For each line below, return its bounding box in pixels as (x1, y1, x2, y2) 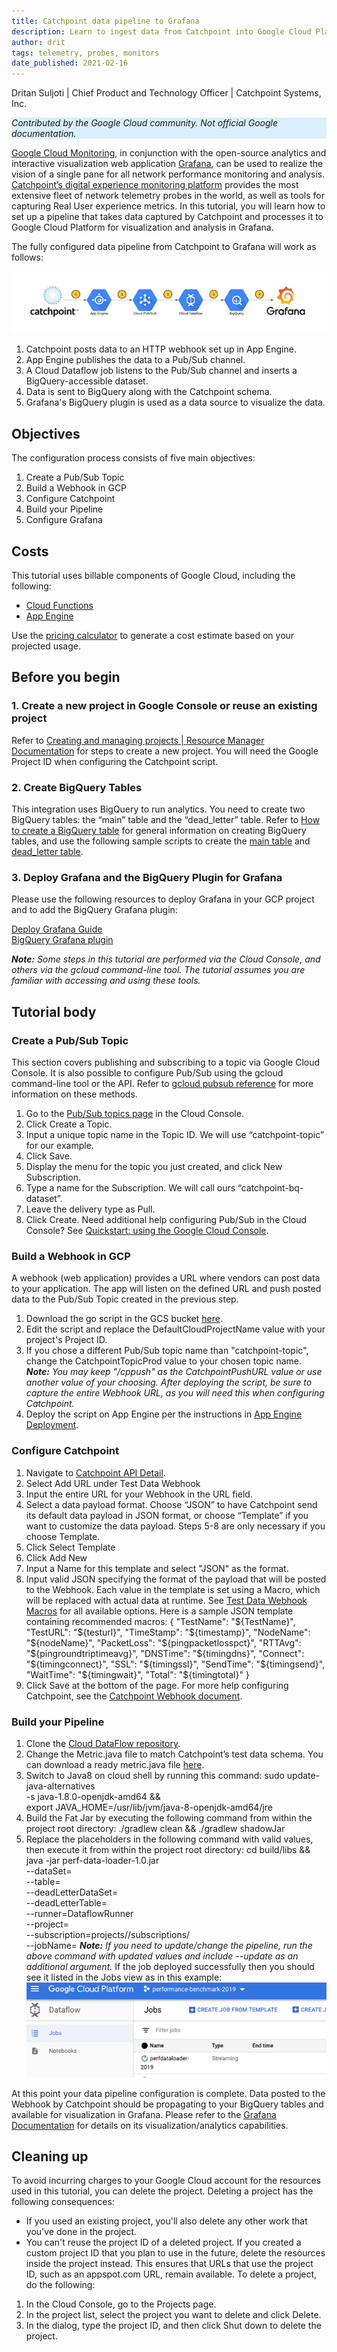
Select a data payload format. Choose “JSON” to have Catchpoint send (25, 1498, 318, 1510)
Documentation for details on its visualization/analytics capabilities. (11, 2119, 289, 2131)
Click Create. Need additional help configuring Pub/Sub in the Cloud (25, 1214, 308, 1226)
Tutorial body (11, 1003, 97, 1020)
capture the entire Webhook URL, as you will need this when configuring (25, 1387, 325, 1399)
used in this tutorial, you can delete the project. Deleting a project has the (11, 2185, 314, 2197)
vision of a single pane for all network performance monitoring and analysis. (11, 168, 326, 180)
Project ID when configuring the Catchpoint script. (11, 755, 219, 767)
